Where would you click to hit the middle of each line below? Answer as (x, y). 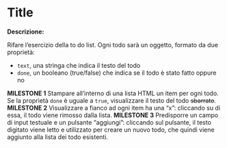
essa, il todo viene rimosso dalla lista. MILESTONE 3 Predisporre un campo (113, 115)
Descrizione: (26, 32)
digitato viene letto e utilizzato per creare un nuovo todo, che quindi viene (111, 129)
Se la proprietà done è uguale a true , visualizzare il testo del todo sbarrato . (112, 100)
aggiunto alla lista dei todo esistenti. (57, 137)
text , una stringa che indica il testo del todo (79, 65)
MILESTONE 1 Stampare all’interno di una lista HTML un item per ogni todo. (113, 93)
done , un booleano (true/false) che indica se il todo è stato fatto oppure (117, 73)
